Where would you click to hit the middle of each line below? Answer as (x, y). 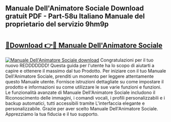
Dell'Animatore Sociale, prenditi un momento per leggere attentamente (80, 76)
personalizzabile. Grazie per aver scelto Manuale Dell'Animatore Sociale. (82, 109)
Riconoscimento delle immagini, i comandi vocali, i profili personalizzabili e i (85, 98)
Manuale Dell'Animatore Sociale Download (75, 8)
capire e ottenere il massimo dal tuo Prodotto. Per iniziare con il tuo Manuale (86, 71)
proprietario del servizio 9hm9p (57, 24)
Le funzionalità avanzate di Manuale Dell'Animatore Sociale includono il (80, 93)
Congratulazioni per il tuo (127, 60)
